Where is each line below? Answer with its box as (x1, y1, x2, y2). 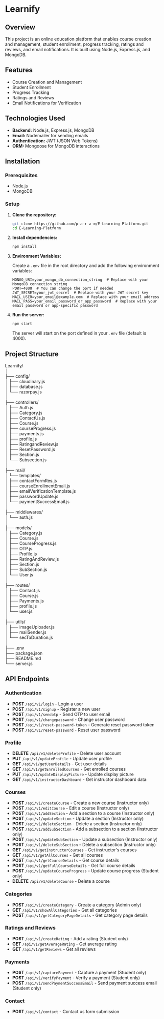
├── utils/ (5, 619, 25, 625)
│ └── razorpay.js (5, 389, 42, 394)
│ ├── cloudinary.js (5, 378, 46, 384)
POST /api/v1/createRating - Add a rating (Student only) (12, 935, 128, 941)
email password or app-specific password (12, 303, 98, 308)
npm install (12, 244, 37, 249)
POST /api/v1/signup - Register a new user (12, 706, 101, 712)
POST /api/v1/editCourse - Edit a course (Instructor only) (12, 805, 130, 811)
